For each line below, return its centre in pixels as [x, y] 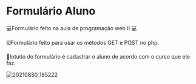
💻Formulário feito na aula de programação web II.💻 [72, 28]
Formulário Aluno [51, 11]
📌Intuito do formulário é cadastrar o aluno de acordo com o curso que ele [98, 56]
